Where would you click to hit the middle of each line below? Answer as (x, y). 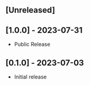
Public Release (32, 45)
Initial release (30, 77)
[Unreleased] (30, 10)
